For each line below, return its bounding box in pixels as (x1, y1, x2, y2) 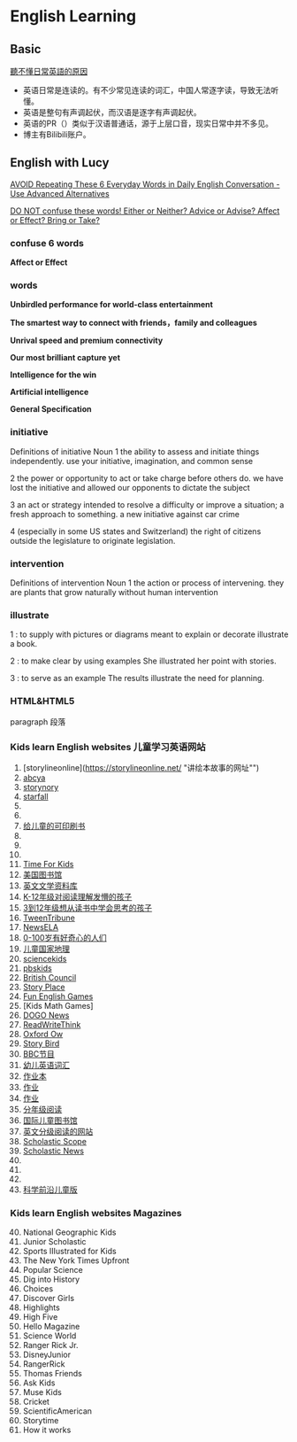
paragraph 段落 (10, 716, 66, 727)
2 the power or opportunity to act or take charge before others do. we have (10, 472, 284, 484)
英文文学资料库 (22, 880, 78, 891)
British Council (22, 972, 77, 982)
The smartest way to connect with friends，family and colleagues (10, 317, 257, 329)
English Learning (10, 6, 136, 27)
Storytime (22, 1415, 59, 1426)
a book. (10, 639, 38, 649)
